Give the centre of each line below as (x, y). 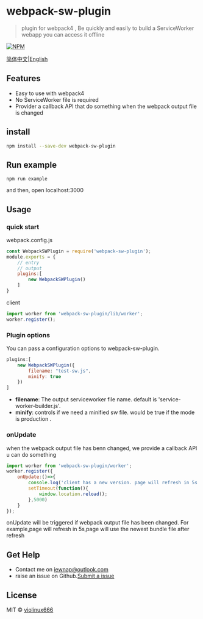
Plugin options (28, 335)
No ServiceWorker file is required (57, 99)
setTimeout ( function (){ (58, 488)
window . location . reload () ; (73, 494)
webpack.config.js (30, 240)
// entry (28, 263)
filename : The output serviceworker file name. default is (86, 399)
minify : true (45, 376)
